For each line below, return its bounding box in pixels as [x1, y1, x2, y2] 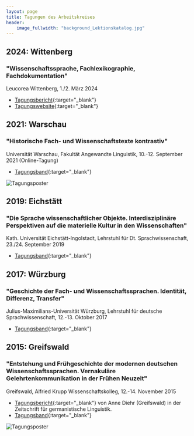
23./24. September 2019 [6, 241, 65, 248]
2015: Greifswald [6, 342, 70, 352]
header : [6, 19, 25, 25]
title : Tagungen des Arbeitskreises [6, 14, 95, 20]
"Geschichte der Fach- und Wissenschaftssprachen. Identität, [6, 287, 187, 295]
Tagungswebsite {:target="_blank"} [14, 102, 98, 109]
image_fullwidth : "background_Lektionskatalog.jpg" [16, 25, 145, 31]
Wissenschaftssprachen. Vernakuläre [6, 367, 116, 376]
